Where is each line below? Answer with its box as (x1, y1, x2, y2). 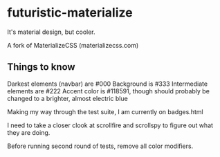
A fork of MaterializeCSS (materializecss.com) (7, 41, 139, 49)
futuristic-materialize (7, 5, 133, 21)
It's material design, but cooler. (7, 28, 95, 36)
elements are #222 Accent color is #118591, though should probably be (7, 86, 210, 95)
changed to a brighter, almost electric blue (7, 94, 128, 102)
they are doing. (7, 128, 51, 136)
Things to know (7, 61, 75, 73)
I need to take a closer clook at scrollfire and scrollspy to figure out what (7, 121, 213, 129)
